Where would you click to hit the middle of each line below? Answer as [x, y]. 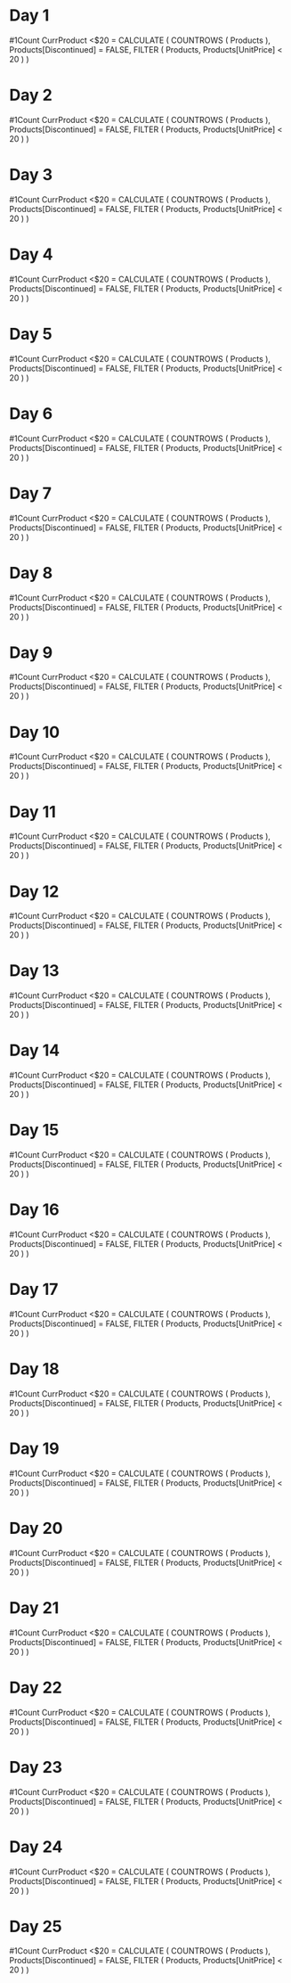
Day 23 [36, 1767]
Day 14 [35, 1050]
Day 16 [34, 1210]
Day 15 [34, 1131]
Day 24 [36, 1847]
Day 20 [36, 1528]
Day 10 [35, 732]
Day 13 [34, 971]
